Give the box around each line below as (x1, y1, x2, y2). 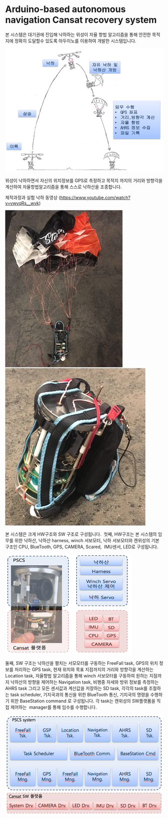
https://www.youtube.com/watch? (60, 194, 131, 200)
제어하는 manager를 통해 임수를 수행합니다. (10, 704, 97, 710)
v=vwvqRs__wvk (5, 200, 39, 206)
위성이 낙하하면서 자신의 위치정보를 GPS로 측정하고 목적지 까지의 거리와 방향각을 (5, 177, 163, 183)
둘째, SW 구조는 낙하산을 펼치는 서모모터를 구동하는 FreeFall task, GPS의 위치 (5, 660, 158, 666)
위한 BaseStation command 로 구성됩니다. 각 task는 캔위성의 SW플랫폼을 (10, 698, 155, 704)
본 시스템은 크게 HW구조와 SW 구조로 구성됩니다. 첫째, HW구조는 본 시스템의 (5, 531, 157, 537)
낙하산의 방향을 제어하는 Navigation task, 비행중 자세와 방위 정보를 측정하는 (10, 679, 159, 685)
